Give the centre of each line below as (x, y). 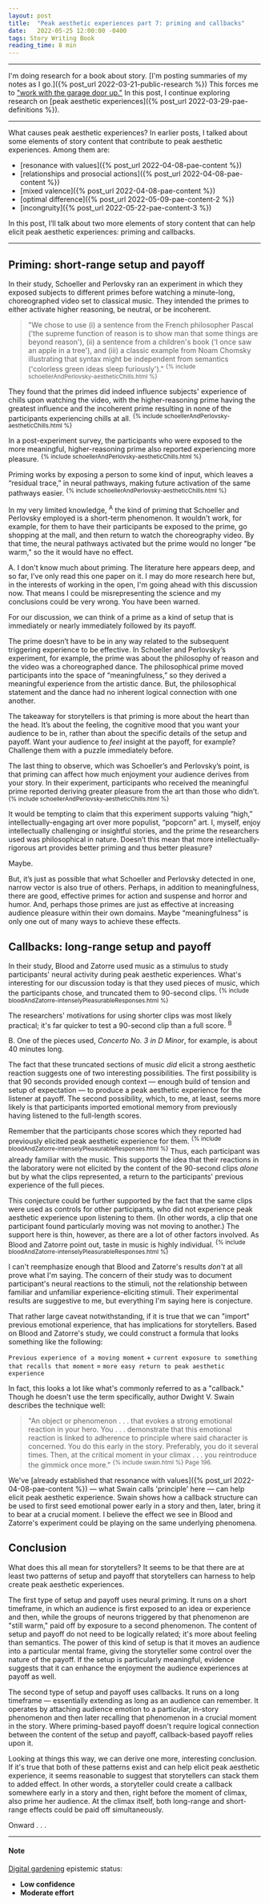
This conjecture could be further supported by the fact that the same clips (130, 1200)
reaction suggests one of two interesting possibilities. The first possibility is (133, 1073)
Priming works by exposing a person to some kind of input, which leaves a (131, 474)
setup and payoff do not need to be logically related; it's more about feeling (133, 1633)
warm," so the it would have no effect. (71, 552)
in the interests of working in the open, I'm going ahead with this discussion (133, 584)
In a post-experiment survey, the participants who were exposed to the (125, 440)
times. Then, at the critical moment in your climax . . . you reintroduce (143, 1455)
